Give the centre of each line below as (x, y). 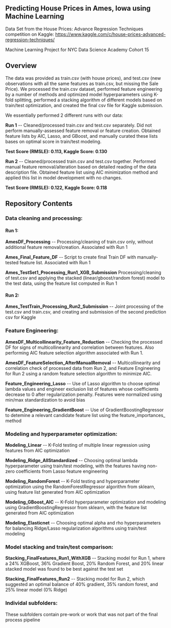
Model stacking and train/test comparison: (59, 547)
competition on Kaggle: (30, 34)
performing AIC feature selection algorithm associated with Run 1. (74, 352)
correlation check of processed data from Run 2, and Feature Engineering (83, 368)
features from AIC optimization (38, 450)
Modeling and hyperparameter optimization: (61, 434)
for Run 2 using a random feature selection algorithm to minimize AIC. (79, 373)
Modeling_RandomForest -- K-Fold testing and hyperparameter (72, 481)
